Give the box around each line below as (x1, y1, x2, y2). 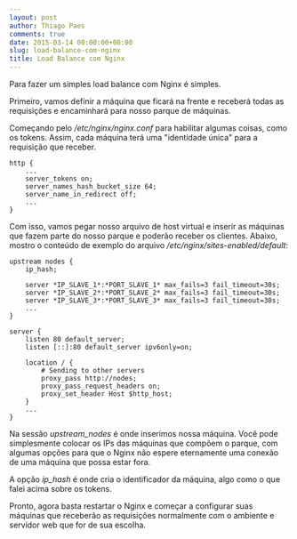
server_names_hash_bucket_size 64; (25, 182, 157, 191)
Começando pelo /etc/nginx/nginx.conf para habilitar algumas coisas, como (9, 123, 287, 133)
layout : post (9, 12, 58, 22)
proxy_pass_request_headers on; (41, 382, 162, 390)
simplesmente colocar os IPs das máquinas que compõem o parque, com (9, 438, 278, 448)
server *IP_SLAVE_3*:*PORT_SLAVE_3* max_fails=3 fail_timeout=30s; (25, 296, 280, 305)
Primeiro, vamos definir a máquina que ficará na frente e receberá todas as (9, 96, 285, 107)
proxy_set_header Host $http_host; (41, 390, 173, 398)
